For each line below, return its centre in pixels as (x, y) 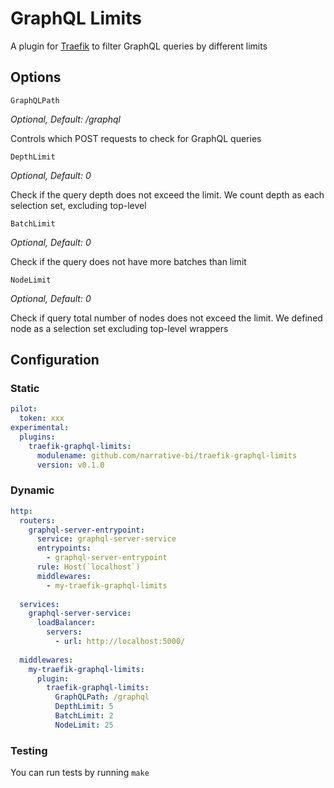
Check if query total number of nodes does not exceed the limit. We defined (166, 318)
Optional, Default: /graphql (66, 119)
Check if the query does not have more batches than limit (128, 261)
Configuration (55, 360)
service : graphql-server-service (106, 539)
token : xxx (42, 418)
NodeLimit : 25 (84, 725)
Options (36, 77)
